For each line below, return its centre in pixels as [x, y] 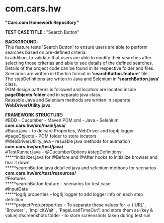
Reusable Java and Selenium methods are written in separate [68, 100]
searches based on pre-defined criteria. [46, 52]
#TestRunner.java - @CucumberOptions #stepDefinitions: [64, 152]
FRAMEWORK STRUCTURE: [34, 114]
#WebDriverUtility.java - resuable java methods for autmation [68, 141]
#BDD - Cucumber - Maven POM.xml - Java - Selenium [62, 120]
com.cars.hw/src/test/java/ [34, 146]
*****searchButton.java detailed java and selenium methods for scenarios [81, 168]
